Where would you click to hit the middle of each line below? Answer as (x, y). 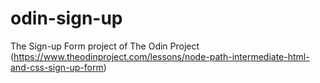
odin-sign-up (66, 18)
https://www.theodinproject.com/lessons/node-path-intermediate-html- (161, 56)
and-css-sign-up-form (57, 67)
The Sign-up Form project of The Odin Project (105, 46)
